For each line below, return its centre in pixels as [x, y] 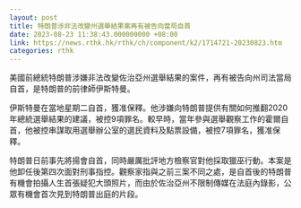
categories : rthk [42, 51]
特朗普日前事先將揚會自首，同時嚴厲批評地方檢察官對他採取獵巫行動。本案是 [150, 160]
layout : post [34, 17]
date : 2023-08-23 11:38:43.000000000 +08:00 [94, 34]
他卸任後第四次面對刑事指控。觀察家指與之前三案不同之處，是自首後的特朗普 [150, 172]
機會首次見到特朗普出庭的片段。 [84, 195]
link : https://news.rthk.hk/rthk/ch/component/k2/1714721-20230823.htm [146, 43]
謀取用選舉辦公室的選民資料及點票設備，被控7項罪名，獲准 [164, 130]
